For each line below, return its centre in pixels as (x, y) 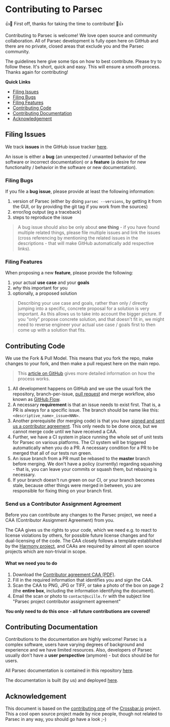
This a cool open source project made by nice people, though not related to (84, 714)
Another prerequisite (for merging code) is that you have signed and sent (89, 421)
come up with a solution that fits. (52, 330)
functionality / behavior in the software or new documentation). (71, 167)
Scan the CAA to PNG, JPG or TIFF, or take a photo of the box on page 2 (88, 585)
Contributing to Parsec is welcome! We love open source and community (81, 35)
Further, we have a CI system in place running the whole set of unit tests (88, 437)
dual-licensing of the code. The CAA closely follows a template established (83, 541)
